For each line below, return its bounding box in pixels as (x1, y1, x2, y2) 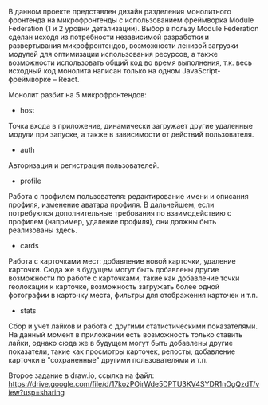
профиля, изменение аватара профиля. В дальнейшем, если (8, 200, 215, 209)
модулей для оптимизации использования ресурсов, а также (8, 50, 219, 58)
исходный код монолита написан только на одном (8, 66, 181, 75)
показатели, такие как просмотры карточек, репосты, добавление (8, 347, 236, 356)
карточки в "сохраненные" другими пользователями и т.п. (8, 355, 208, 364)
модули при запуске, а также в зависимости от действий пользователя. (8, 129, 254, 139)
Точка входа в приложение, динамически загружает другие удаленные (8, 121, 254, 130)
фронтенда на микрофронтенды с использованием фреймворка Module (8, 15, 254, 25)
